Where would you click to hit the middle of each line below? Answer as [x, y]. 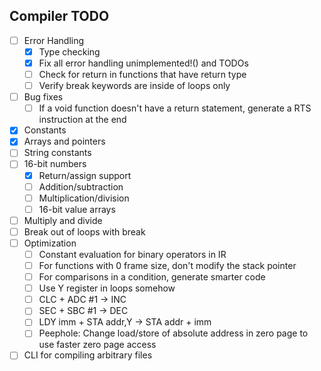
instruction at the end [82, 120]
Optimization [50, 243]
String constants [57, 153]
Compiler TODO [59, 16]
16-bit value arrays [77, 209]
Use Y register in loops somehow [107, 288]
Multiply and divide [63, 220]
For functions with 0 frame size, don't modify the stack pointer [167, 265]
